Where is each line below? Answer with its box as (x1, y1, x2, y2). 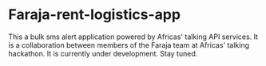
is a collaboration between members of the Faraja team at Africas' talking (8, 40, 250, 49)
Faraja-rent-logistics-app (8, 6, 181, 24)
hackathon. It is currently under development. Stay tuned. (8, 49, 198, 58)
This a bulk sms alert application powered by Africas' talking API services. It (8, 32, 258, 41)
